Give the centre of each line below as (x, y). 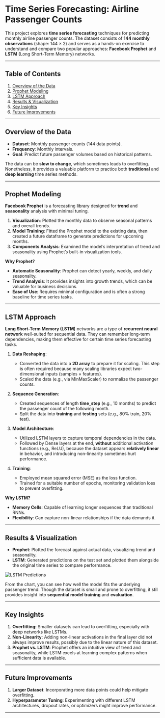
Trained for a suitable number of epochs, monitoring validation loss (87, 483)
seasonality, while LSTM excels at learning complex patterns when (80, 652)
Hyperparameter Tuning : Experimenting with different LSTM (74, 700)
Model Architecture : (33, 428)
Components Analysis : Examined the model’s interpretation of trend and (86, 247)
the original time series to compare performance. (62, 565)
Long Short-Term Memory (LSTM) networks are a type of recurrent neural (82, 329)
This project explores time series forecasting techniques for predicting (77, 33)
